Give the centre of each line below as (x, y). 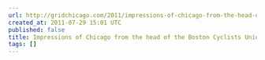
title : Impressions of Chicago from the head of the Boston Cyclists (125, 37)
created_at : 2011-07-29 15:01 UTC (65, 23)
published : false (37, 30)
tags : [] (22, 44)
